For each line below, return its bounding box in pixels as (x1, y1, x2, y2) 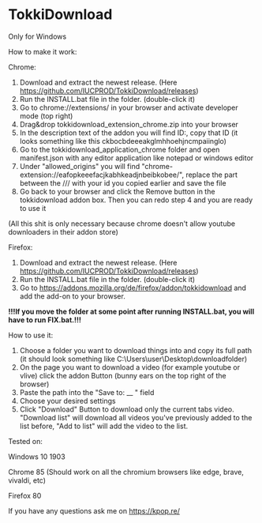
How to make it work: (8, 47, 77, 56)
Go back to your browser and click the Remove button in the (19, 186, 215, 196)
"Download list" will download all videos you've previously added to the (19, 412, 253, 422)
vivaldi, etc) (8, 476, 46, 485)
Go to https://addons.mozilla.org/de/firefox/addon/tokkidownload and (19, 283, 247, 292)
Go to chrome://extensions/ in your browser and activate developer (19, 103, 238, 112)
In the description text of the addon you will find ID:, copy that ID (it (19, 128, 238, 137)
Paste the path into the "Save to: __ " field (19, 387, 155, 397)
